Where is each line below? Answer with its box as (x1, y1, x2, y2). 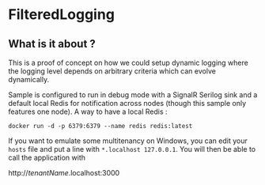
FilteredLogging (8, 6, 115, 24)
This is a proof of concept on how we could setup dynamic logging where (8, 58, 249, 67)
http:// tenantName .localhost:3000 (8, 168, 120, 177)
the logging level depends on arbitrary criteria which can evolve (8, 66, 216, 76)
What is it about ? (8, 37, 97, 51)
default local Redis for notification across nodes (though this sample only (8, 99, 247, 108)
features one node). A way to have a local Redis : (8, 107, 168, 116)
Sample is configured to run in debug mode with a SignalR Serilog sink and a (8, 90, 258, 100)
